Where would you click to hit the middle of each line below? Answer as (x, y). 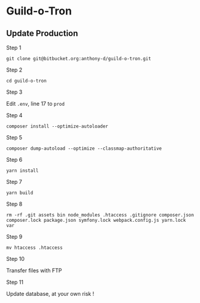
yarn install (22, 171)
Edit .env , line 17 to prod (35, 104)
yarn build (20, 193)
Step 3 (14, 92)
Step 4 (14, 115)
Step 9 (14, 237)
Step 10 (16, 259)
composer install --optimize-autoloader (57, 126)
